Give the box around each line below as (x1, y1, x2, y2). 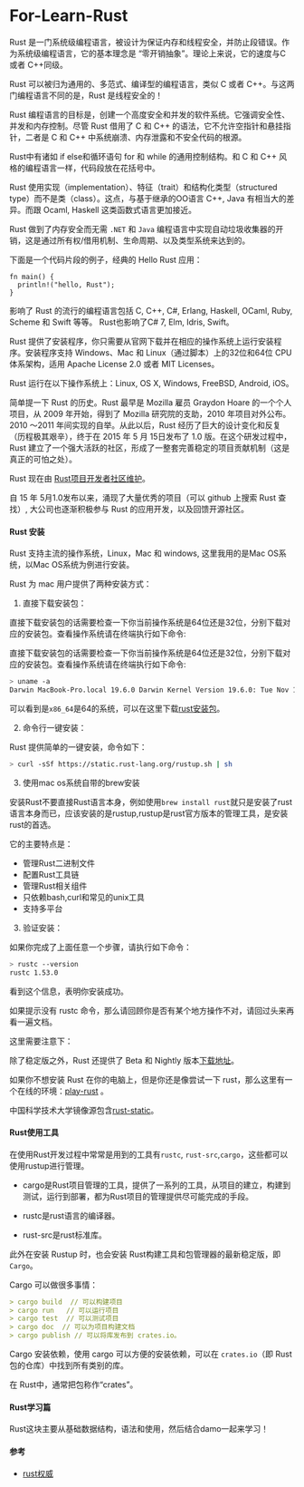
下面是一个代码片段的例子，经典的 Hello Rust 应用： (9, 254, 203, 265)
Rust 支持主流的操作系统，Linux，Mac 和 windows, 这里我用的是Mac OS (9, 548, 279, 559)
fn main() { (9, 272, 54, 281)
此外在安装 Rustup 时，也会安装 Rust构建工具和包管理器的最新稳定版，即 (9, 1249, 281, 1259)
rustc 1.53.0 (9, 967, 59, 977)
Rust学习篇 (9, 1402, 52, 1413)
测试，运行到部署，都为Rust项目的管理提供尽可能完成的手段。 (22, 1191, 254, 1201)
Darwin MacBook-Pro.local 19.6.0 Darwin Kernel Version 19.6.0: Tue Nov (9, 685, 290, 695)
